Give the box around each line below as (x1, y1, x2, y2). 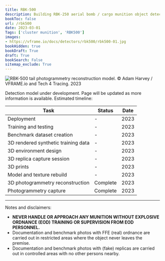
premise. (12, 240, 30, 246)
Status (97, 107, 114, 114)
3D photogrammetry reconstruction (7, 179, 90, 186)
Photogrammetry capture (7, 187, 66, 194)
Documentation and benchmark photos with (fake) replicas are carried (12, 245, 155, 251)
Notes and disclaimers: (5, 204, 52, 210)
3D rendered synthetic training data (7, 140, 90, 146)
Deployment (7, 116, 36, 122)
